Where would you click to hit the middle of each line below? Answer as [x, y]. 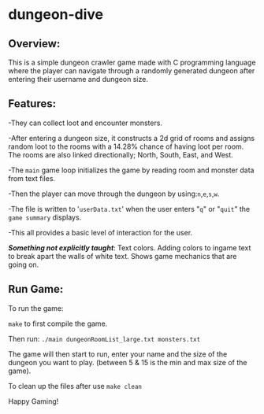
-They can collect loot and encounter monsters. [86, 123]
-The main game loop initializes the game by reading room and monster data [131, 170]
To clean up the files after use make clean [75, 386]
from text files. [32, 178]
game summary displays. [45, 217]
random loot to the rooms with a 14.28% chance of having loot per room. [126, 146]
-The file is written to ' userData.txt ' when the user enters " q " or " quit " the [129, 209]
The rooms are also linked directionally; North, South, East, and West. [121, 154]
